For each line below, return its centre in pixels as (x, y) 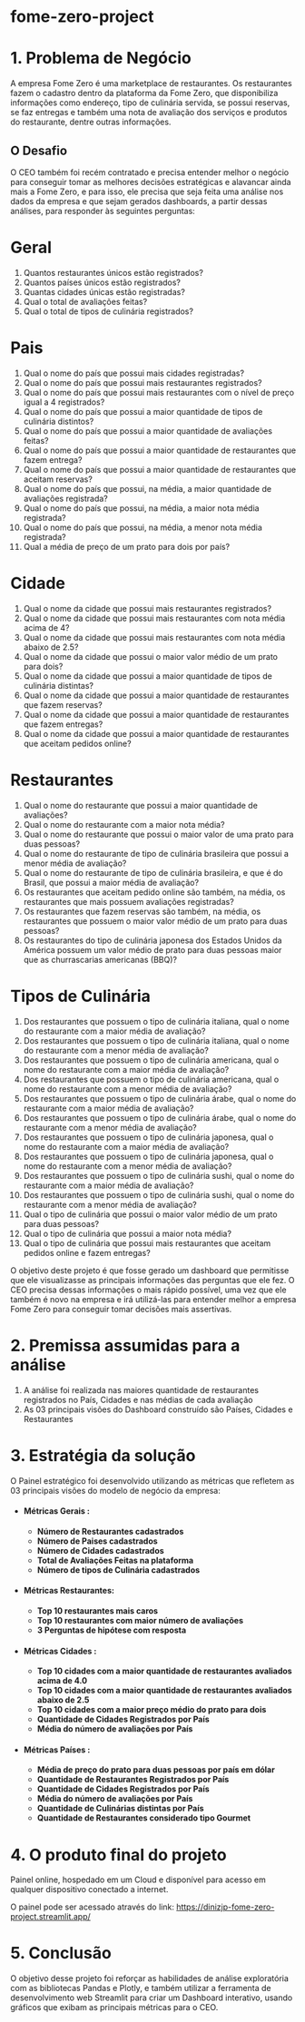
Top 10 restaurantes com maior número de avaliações (140, 1620)
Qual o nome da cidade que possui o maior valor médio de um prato (151, 656)
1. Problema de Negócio (101, 59)
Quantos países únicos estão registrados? (102, 282)
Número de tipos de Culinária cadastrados (118, 1570)
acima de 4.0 (62, 1681)
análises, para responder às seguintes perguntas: (103, 211)
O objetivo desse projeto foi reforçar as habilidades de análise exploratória (150, 1978)
